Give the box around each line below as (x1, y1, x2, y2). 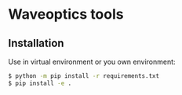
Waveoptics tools (8, 5, 124, 23)
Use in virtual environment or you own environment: (8, 57, 176, 66)
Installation (8, 37, 64, 50)
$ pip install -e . (8, 79, 72, 87)
